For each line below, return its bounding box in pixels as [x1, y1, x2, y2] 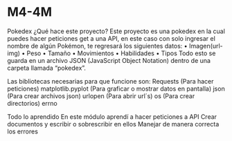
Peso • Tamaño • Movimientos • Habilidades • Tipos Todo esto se [26, 49, 216, 57]
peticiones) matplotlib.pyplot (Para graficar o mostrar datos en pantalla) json [7, 84, 225, 93]
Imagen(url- [189, 41, 223, 50]
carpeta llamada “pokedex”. [7, 64, 87, 72]
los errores [7, 127, 38, 135]
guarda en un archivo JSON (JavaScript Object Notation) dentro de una [7, 56, 211, 64]
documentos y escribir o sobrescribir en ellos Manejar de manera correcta [7, 120, 220, 128]
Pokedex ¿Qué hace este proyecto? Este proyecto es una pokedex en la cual [7, 27, 225, 35]
